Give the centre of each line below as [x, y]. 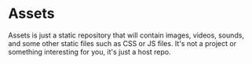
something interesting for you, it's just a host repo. [89, 52]
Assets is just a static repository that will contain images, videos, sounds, [126, 35]
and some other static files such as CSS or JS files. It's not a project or [122, 43]
